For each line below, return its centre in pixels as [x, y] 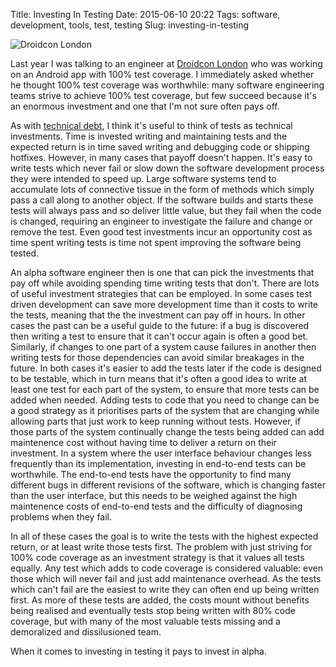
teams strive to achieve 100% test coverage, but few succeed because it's [163, 95]
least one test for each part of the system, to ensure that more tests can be [165, 389]
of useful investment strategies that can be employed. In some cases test [161, 293]
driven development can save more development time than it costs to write [164, 304]
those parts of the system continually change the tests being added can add [167, 432]
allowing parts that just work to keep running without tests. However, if [156, 421]
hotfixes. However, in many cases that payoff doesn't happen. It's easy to [161, 157]
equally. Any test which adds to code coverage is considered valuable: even [167, 568]
